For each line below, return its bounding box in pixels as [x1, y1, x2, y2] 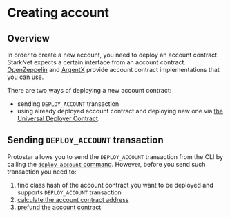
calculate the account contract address [17, 195, 129, 203]
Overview [7, 33, 50, 44]
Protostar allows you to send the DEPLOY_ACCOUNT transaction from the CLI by [7, 152, 223, 161]
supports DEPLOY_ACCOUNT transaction [17, 188, 122, 197]
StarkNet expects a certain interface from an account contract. [7, 58, 186, 66]
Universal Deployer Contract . [17, 114, 100, 122]
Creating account [7, 5, 109, 21]
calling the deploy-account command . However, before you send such [7, 160, 206, 168]
